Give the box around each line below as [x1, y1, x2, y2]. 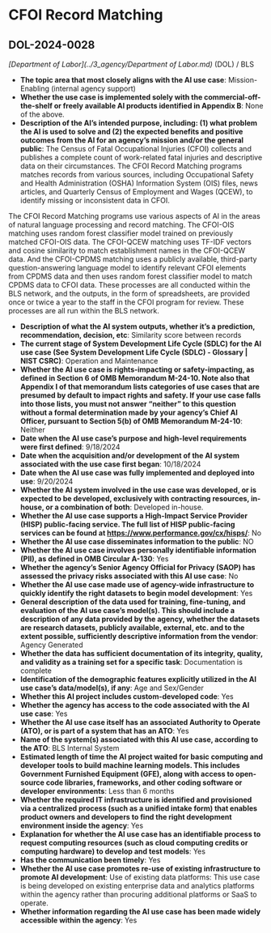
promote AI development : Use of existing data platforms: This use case [19, 872, 260, 882]
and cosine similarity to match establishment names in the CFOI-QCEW [8, 245, 246, 255]
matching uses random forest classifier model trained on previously [8, 228, 233, 238]
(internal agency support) [51, 83, 136, 93]
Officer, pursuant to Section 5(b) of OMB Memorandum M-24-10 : [19, 416, 243, 426]
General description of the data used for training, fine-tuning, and [19, 597, 246, 607]
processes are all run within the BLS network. [8, 306, 160, 315]
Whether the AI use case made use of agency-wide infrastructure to [19, 580, 255, 589]
